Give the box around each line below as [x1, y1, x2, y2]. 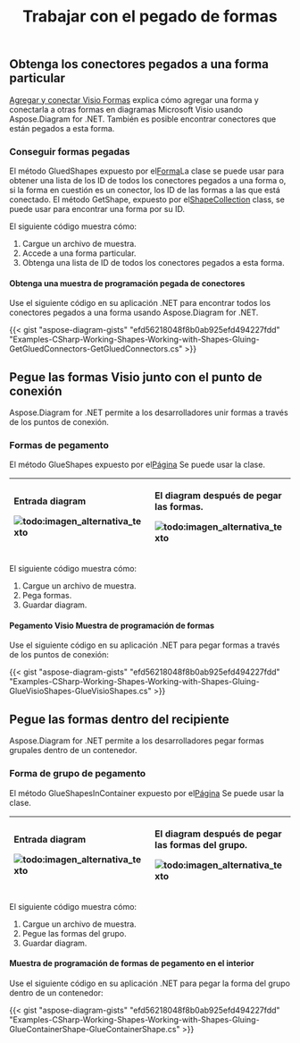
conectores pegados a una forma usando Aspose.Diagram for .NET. [9, 307, 259, 318]
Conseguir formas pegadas [9, 145, 131, 157]
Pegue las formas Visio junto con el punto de [9, 369, 262, 385]
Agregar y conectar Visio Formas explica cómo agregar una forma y [9, 94, 259, 105]
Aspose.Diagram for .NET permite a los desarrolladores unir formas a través [9, 407, 288, 418]
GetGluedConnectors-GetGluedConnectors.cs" [9, 343, 183, 354]
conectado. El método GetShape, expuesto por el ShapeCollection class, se [9, 194, 286, 205]
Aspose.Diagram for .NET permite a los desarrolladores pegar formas [9, 735, 265, 746]
